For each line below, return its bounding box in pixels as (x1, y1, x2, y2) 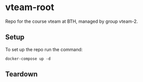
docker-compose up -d (5, 56, 51, 61)
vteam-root (5, 2, 55, 13)
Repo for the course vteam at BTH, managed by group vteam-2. (5, 18, 138, 24)
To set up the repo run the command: (5, 46, 83, 52)
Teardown (5, 70, 38, 78)
